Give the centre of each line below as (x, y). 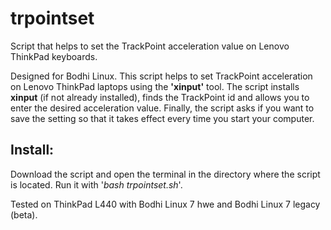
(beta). (24, 214)
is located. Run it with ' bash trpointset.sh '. (96, 184)
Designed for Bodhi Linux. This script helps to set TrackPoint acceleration (161, 76)
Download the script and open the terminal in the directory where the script (165, 174)
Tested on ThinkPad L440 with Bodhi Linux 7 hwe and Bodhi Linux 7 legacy (165, 204)
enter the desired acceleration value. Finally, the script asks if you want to (162, 108)
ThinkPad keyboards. (54, 56)
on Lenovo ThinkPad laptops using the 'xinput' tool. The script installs (155, 86)
